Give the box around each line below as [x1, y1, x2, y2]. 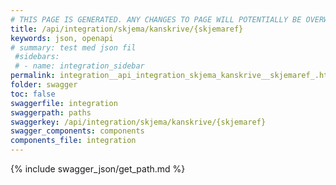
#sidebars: [14, 52, 60, 62]
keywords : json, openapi [10, 33, 114, 43]
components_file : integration [10, 136, 137, 146]
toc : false [10, 89, 56, 99]
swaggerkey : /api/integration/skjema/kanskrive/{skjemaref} [10, 117, 267, 127]
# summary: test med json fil [10, 42, 137, 53]
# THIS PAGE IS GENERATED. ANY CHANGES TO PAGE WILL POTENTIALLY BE [10, 14, 302, 25]
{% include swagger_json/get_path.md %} [10, 163, 186, 175]
